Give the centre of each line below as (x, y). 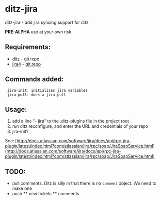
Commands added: (34, 79)
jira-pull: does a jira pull (37, 95)
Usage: (16, 109)
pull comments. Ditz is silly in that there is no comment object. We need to (84, 184)
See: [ (11, 141)
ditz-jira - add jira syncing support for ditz (47, 22)
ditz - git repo (26, 59)
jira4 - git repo (26, 64)
